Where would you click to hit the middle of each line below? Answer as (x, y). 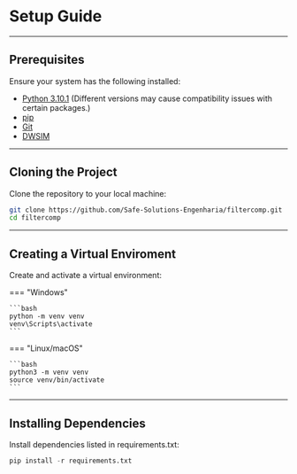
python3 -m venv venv (49, 373)
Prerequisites (47, 60)
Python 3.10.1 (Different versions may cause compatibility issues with (147, 98)
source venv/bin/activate (57, 380)
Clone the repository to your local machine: (88, 193)
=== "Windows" (38, 292)
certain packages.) (56, 107)
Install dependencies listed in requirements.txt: (94, 444)
